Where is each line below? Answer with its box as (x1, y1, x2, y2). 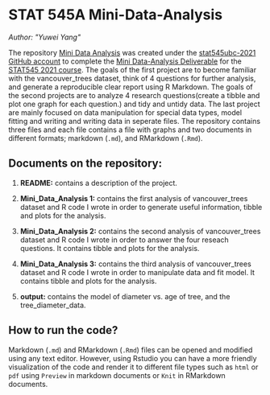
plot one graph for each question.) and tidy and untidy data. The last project (8, 99, 260, 109)
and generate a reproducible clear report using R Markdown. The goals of (8, 82, 254, 92)
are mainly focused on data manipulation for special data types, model (8, 107, 243, 117)
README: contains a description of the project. (19, 178, 177, 187)
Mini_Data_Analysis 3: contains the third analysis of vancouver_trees (19, 259, 251, 269)
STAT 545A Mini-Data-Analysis (8, 6, 223, 24)
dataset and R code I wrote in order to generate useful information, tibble (19, 202, 263, 212)
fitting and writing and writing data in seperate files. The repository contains (8, 116, 260, 125)
